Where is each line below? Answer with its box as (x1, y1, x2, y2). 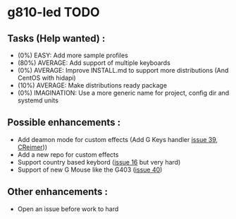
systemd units (17, 96, 58, 105)
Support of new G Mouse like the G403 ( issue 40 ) (17, 165, 163, 174)
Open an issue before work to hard (17, 204, 119, 213)
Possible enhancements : (7, 117, 121, 129)
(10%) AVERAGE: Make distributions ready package (17, 81, 168, 89)
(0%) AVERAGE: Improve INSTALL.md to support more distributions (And (17, 66, 229, 74)
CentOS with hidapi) (17, 73, 76, 82)
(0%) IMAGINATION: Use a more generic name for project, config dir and (17, 89, 230, 97)
